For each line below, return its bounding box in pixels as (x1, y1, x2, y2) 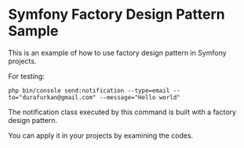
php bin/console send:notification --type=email (8, 86, 170, 95)
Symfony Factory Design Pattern (8, 5, 225, 23)
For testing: (8, 71, 46, 81)
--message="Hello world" (99, 93, 180, 101)
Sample (8, 22, 59, 40)
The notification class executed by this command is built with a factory (8, 107, 237, 117)
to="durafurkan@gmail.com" (8, 93, 97, 101)
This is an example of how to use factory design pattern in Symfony (8, 48, 227, 57)
